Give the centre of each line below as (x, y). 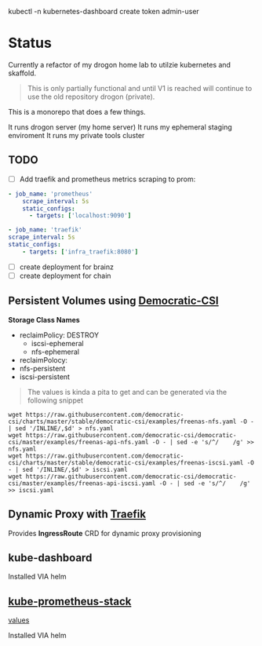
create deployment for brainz (66, 267)
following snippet (55, 400)
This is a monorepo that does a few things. (77, 111)
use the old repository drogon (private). (91, 97)
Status (30, 43)
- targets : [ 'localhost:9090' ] (80, 216)
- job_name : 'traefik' (45, 230)
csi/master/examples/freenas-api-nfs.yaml (78, 442)
